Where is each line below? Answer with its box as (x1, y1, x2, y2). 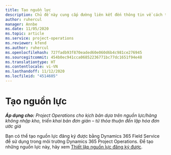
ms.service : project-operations (5, 36, 74, 41)
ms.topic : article (5, 31, 44, 36)
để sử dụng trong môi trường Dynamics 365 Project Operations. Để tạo (5, 138, 154, 144)
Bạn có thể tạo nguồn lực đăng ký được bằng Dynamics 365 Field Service (5, 133, 160, 139)
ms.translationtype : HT (5, 59, 56, 65)
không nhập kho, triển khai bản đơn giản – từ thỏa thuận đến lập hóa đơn (5, 117, 159, 123)
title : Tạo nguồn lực (5, 7, 51, 13)
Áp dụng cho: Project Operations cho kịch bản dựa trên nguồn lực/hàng (5, 112, 157, 118)
